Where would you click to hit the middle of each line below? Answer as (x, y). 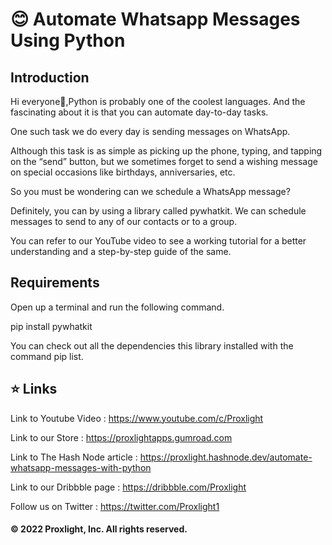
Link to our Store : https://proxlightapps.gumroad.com (121, 437)
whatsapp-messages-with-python (81, 467)
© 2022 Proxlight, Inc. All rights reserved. (99, 529)
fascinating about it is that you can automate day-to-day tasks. (139, 112)
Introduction (50, 77)
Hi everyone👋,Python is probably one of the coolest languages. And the (158, 101)
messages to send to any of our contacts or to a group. (124, 221)
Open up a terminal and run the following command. (117, 307)
